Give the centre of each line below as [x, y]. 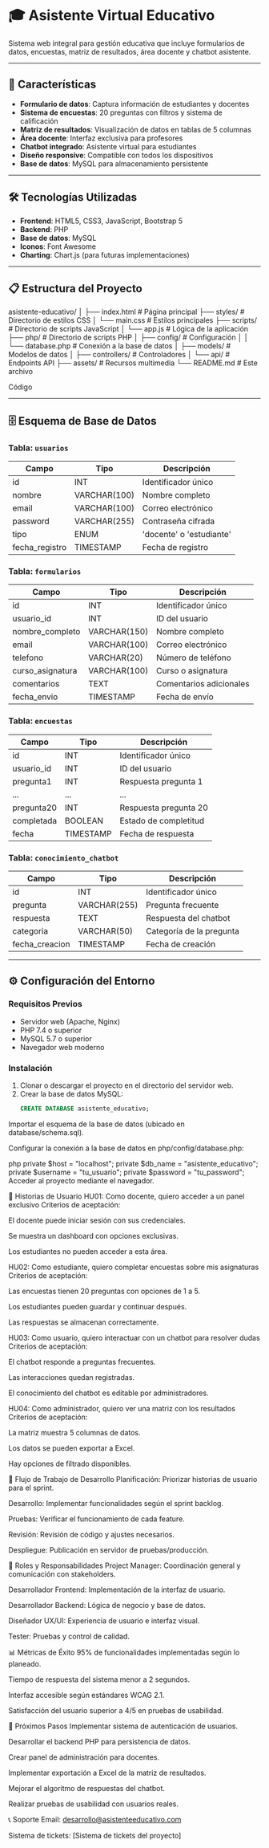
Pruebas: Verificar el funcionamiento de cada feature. [97, 1519]
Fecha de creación [181, 944]
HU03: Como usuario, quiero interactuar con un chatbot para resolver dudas [134, 1337]
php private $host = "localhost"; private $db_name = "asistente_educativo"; [133, 1163]
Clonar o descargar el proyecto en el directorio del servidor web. [126, 1085]
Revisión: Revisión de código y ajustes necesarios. [91, 1534]
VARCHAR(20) [116, 657]
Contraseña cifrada [179, 521]
